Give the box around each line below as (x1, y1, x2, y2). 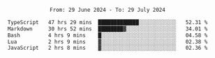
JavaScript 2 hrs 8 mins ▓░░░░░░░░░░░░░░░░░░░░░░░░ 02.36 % (7, 45, 208, 52)
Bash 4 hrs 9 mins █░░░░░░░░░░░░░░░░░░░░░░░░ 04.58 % (7, 32, 208, 39)
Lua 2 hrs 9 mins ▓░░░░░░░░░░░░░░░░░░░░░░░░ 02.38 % (7, 38, 208, 45)
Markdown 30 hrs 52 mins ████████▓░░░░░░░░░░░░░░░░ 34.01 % (7, 25, 208, 32)
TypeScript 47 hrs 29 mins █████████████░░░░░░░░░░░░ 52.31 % (7, 19, 208, 26)
